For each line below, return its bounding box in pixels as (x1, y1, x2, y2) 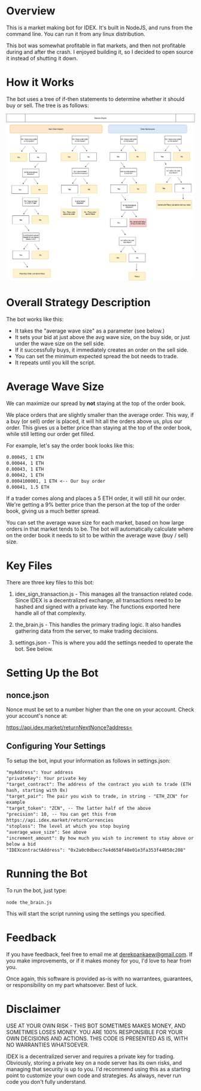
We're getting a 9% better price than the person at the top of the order (6, 501, 180, 508)
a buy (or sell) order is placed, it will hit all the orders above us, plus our (6, 417, 182, 425)
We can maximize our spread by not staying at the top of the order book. (6, 400, 186, 407)
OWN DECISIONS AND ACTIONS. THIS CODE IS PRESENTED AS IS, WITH (6, 1035, 188, 1042)
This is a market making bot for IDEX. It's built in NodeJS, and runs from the (6, 24, 193, 31)
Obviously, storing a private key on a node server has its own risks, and (6, 1059, 182, 1066)
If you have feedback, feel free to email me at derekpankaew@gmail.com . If (6, 950, 193, 958)
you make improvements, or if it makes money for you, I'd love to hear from (6, 957, 191, 964)
